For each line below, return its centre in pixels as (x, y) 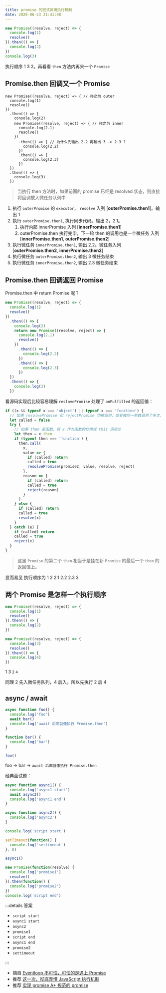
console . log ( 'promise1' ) (35, 872)
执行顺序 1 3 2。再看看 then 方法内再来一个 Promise (58, 66)
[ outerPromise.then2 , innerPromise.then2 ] (58, 250)
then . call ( (30, 443)
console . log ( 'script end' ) (33, 895)
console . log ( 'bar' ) (30, 742)
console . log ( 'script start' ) (35, 831)
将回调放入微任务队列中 (41, 198)
